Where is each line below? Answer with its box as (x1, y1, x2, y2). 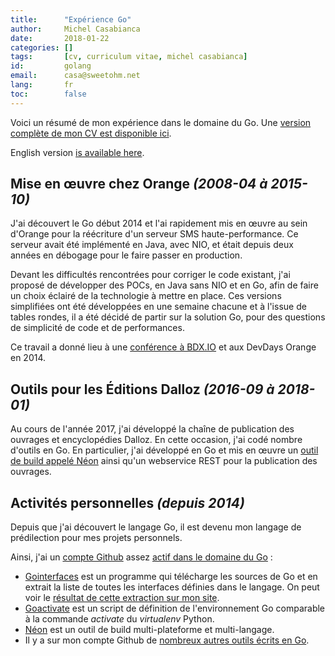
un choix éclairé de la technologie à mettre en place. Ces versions (10, 290, 282, 302)
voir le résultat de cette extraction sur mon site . (24, 592, 220, 604)
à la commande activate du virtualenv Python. (24, 613, 215, 625)
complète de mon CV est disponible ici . (10, 127, 172, 139)
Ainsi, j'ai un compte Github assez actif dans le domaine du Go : (10, 551, 273, 563)
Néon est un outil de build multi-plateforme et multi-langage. (24, 624, 275, 636)
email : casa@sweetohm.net (10, 71, 141, 81)
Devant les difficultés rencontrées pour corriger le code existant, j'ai (10, 269, 291, 281)
